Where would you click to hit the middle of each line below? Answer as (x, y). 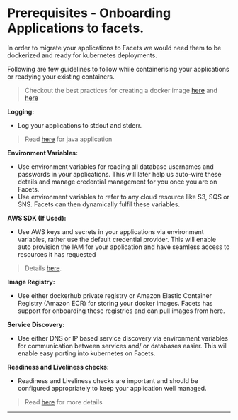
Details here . (43, 268)
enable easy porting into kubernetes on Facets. (86, 353)
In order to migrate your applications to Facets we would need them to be (114, 48)
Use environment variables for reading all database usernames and (115, 166)
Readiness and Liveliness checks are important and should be (108, 380)
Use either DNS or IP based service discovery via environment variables (123, 338)
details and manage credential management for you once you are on (117, 182)
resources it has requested (57, 254)
